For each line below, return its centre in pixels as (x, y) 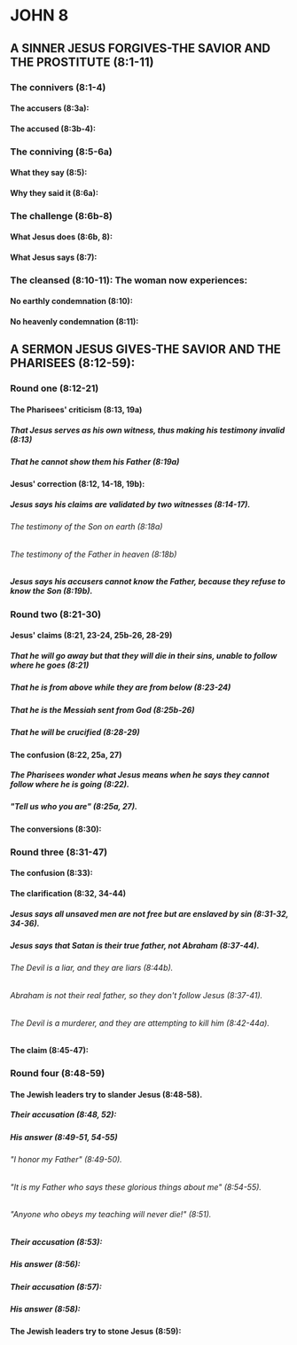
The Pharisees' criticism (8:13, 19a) (76, 410)
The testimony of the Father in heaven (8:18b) (94, 554)
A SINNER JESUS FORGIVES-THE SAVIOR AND (141, 48)
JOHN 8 (39, 16)
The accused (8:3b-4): (53, 129)
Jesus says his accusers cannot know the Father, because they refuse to (148, 582)
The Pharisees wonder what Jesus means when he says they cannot (140, 775)
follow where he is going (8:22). (70, 785)
